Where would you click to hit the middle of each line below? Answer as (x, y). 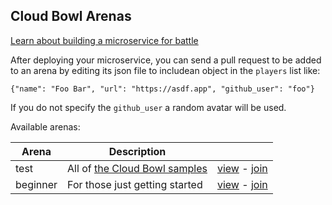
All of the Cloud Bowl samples (137, 168)
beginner (36, 184)
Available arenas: (45, 126)
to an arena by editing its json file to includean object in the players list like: (165, 70)
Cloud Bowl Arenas (71, 16)
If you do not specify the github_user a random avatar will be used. (148, 107)
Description (137, 151)
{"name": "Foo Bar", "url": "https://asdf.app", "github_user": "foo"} (162, 89)
